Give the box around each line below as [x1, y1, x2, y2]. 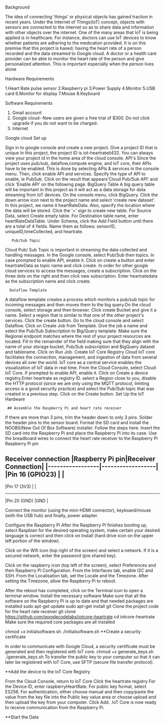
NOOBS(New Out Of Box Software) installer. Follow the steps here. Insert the [5, 425, 160, 431]
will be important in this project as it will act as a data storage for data [5, 187, 146, 192]
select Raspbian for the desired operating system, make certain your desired [5, 527, 160, 533]
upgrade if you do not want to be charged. [12, 121, 98, 126]
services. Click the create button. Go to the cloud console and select [5, 318, 144, 323]
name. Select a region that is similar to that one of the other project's [5, 312, 144, 318]
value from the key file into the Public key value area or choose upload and [5, 694, 156, 700]
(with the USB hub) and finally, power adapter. [5, 512, 98, 518]
